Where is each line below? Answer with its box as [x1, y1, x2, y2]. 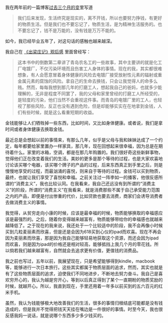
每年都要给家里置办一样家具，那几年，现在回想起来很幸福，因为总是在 [13, 143, 158, 149]
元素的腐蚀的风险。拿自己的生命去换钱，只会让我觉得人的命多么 [26, 78, 158, 84]
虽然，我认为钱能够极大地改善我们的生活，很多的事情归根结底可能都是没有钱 [5, 300, 163, 306]
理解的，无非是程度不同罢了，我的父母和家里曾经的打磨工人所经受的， [17, 90, 162, 96]
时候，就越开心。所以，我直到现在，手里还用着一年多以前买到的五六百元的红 [5, 283, 163, 289]
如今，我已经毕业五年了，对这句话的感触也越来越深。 [5, 38, 115, 44]
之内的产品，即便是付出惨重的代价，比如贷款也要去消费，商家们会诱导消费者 [5, 193, 163, 199]
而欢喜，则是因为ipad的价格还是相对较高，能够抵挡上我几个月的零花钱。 [5, 241, 154, 247]
